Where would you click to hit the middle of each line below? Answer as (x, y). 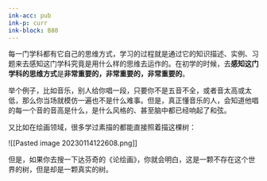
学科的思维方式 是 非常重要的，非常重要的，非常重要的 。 (99, 74)
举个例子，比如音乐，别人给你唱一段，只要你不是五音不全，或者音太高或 (126, 90)
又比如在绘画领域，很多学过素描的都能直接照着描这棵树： (102, 127)
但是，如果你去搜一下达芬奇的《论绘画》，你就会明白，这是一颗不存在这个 (128, 160)
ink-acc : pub (30, 15)
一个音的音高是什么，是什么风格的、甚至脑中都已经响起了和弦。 (126, 110)
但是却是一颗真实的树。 (74, 169)
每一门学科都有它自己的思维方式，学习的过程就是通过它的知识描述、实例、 (130, 54)
